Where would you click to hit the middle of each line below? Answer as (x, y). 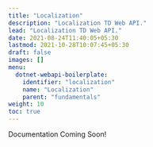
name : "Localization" (58, 89)
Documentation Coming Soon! (57, 134)
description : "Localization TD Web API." (78, 23)
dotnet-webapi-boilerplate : (62, 75)
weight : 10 (26, 104)
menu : (17, 68)
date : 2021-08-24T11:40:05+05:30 (63, 38)
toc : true (25, 112)
